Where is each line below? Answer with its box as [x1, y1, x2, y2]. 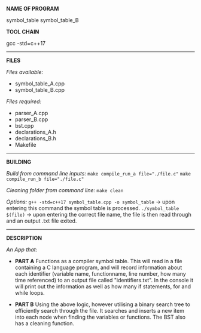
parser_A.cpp [14, 110, 48, 116]
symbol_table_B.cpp [14, 87, 65, 93]
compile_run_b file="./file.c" [6, 176, 84, 182]
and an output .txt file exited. [6, 217, 77, 224]
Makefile [14, 141, 36, 148]
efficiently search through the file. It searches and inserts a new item [14, 307, 184, 314]
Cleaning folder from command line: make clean [6, 187, 124, 193]
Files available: [6, 69, 44, 75]
